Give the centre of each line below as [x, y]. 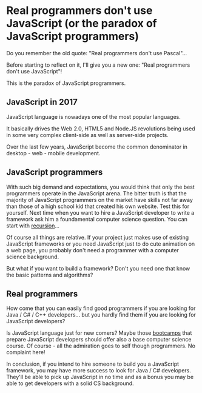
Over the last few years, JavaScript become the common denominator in [97, 147]
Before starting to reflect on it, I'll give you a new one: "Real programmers [98, 65]
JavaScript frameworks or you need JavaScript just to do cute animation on [101, 244]
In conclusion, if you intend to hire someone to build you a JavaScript [93, 364]
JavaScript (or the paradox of [82, 23]
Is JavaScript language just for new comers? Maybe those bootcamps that [99, 333]
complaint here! [26, 352]
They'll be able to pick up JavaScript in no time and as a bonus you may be [100, 377]
